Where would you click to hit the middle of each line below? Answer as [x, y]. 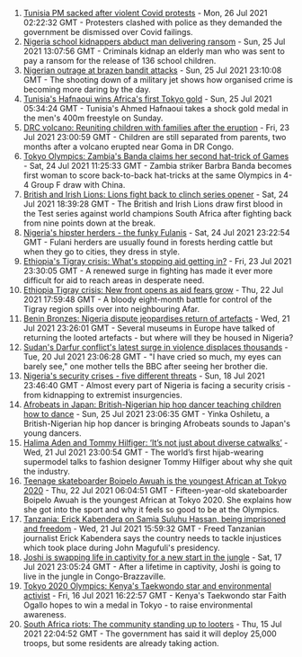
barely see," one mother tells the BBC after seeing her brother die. [146, 366]
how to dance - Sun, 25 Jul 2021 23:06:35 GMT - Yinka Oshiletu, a [147, 414]
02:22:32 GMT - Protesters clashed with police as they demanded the [152, 22]
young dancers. [52, 433]
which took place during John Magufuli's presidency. [121, 548]
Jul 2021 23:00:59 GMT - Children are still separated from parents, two [155, 137]
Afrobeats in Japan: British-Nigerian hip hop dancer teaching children [152, 404]
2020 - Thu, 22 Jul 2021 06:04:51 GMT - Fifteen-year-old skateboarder [155, 490]
